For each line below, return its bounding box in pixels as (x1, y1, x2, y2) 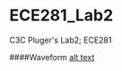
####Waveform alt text (9, 51, 95, 62)
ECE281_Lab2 (9, 5, 114, 26)
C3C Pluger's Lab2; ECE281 (9, 35, 112, 45)
